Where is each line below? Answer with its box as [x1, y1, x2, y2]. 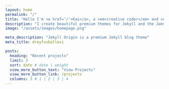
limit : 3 [10, 58, 28, 63]
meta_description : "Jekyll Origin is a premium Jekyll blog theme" [5, 35, 150, 40]
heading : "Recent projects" [10, 53, 69, 58]
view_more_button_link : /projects [10, 72, 82, 77]
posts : [5, 48, 19, 53]
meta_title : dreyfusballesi [5, 39, 64, 45]
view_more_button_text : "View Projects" [10, 67, 96, 72]
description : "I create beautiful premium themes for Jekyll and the [5, 21, 154, 26]
